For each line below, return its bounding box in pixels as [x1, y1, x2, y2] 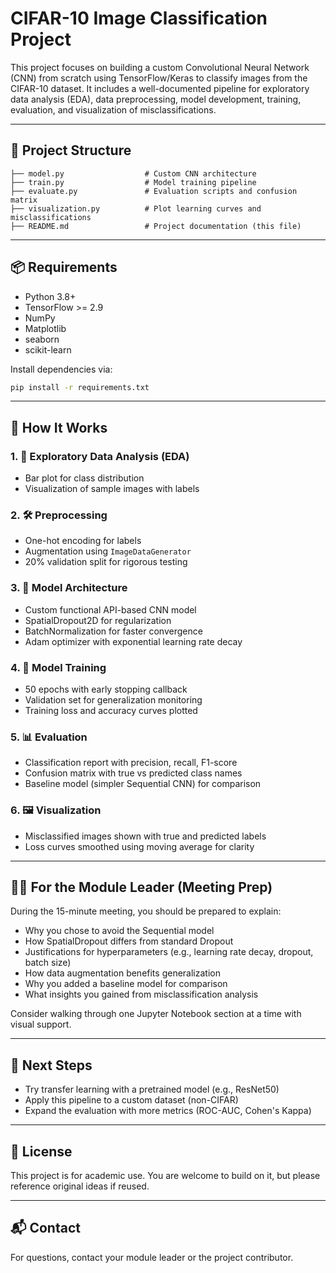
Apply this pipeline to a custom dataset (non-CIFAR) [24, 1094, 239, 1106]
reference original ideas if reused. [10, 1180, 150, 1192]
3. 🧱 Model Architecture [10, 581, 128, 595]
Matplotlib [24, 322, 67, 334]
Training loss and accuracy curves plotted [24, 705, 198, 717]
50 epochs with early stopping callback [24, 683, 188, 696]
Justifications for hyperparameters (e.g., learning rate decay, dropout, [24, 946, 314, 958]
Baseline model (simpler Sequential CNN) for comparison [24, 778, 262, 790]
